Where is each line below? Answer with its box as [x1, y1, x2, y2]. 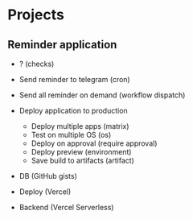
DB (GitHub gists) [18, 171, 78, 180]
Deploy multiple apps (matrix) [31, 122, 129, 130]
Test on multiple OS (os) [31, 130, 112, 139]
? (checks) [18, 59, 55, 68]
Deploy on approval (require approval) [31, 138, 158, 148]
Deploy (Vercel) [18, 187, 72, 196]
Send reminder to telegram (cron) [18, 75, 130, 84]
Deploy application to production [18, 106, 128, 115]
